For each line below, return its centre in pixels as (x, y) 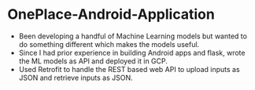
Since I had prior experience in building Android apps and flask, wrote (132, 52)
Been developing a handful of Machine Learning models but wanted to (133, 36)
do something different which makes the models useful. (109, 44)
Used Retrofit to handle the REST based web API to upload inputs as (129, 69)
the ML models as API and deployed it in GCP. (93, 61)
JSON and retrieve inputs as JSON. (76, 77)
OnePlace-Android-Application (111, 14)
